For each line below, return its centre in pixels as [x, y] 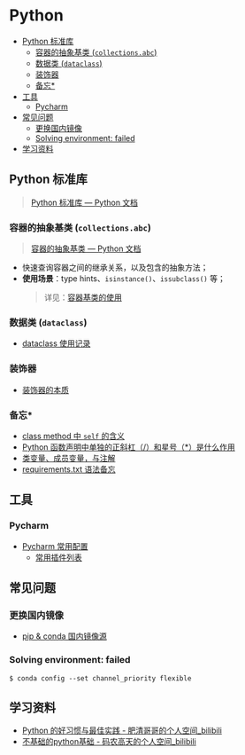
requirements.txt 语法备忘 [69, 469]
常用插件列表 [58, 557]
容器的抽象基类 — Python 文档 [86, 248]
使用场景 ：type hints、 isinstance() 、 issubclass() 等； [123, 279]
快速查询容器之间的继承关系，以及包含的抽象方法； [115, 268]
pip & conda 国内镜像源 [65, 636]
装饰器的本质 [45, 389]
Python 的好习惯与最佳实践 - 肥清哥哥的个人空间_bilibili [122, 731]
